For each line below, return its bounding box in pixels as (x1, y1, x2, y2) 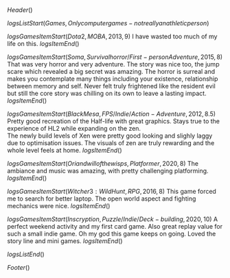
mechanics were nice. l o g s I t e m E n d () (7, 202, 111, 210)
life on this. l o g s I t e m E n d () (7, 40, 80, 47)
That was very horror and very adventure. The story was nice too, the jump (7, 60, 220, 68)
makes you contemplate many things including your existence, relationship (7, 75, 218, 83)
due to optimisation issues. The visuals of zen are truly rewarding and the (7, 139, 215, 147)
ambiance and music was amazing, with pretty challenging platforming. (7, 167, 209, 175)
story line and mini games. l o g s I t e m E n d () (7, 237, 123, 245)
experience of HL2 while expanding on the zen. (7, 125, 141, 132)
